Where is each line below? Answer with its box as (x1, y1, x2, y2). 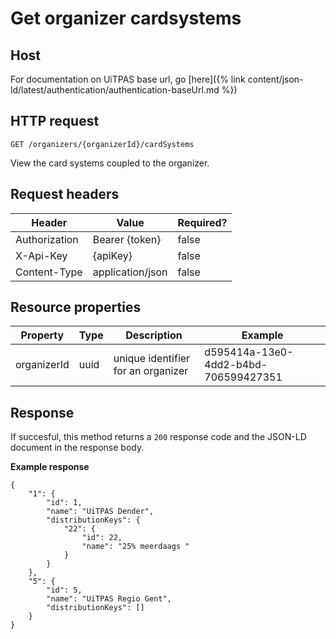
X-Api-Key (15, 248, 68, 262)
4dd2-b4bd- (204, 358, 268, 372)
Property (20, 328, 65, 342)
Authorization (15, 232, 79, 246)
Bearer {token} (92, 232, 162, 246)
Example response (10, 461, 90, 473)
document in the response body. (10, 442, 145, 454)
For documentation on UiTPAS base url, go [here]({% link (10, 73, 246, 85)
